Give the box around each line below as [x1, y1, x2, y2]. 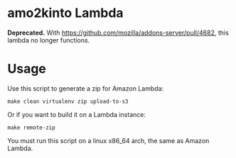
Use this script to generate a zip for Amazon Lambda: [7, 84, 164, 93]
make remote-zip [7, 124, 55, 131]
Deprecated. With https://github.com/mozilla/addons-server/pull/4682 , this [7, 28, 229, 37]
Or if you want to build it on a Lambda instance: [7, 110, 146, 118]
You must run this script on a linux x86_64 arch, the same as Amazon [7, 136, 210, 145]
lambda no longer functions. [7, 35, 90, 44]
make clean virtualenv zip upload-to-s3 [7, 98, 129, 105]
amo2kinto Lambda [7, 5, 124, 21]
